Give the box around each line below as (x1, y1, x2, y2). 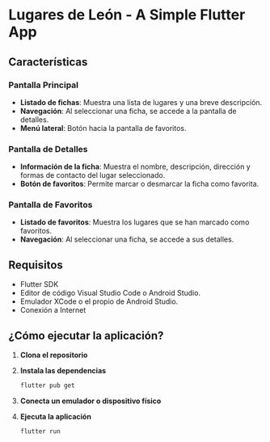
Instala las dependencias (19, 366, 107, 376)
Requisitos (8, 258, 63, 272)
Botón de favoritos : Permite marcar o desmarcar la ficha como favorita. (19, 179, 259, 189)
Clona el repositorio (19, 350, 88, 360)
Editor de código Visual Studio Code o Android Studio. (19, 288, 200, 298)
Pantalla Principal (8, 79, 79, 91)
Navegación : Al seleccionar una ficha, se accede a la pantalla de (19, 106, 237, 116)
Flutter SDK (19, 280, 59, 289)
